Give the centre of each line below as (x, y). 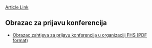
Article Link (17, 7)
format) (20, 40)
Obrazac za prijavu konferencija (56, 23)
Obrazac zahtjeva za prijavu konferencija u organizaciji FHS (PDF (80, 35)
